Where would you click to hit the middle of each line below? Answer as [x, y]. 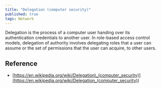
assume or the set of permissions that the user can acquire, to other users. [81, 48]
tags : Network [20, 19]
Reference [21, 63]
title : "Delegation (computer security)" [48, 10]
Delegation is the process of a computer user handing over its [67, 33]
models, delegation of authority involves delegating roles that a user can [78, 43]
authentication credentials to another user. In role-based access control [78, 38]
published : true [22, 14]
